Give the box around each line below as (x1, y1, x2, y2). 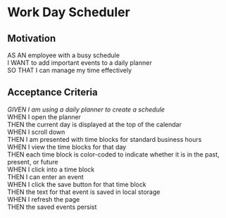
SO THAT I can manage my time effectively (7, 66, 132, 74)
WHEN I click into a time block (7, 165, 95, 174)
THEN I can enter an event (7, 172, 84, 181)
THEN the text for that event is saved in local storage (7, 188, 161, 196)
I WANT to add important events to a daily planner (7, 59, 153, 67)
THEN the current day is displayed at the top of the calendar (7, 120, 182, 128)
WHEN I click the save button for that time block (7, 180, 146, 188)
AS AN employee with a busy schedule (7, 51, 120, 59)
